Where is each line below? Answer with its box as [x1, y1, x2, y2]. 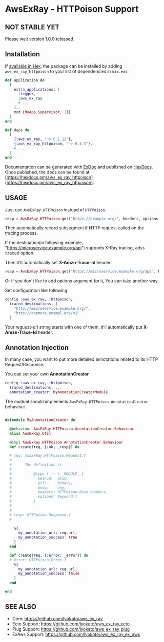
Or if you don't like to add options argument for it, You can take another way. [5, 278, 159, 284]
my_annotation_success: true [18, 535, 78, 540]
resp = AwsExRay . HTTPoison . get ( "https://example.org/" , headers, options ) [5, 216, 161, 221]
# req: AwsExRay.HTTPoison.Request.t [9, 453, 86, 458]
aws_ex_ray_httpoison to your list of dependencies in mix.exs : [5, 68, 129, 74]
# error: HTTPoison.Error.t [9, 557, 67, 562]
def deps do [5, 127, 29, 133]
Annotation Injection [5, 344, 69, 352]
